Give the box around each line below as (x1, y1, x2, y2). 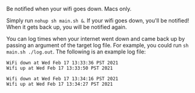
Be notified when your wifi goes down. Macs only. (6, 5, 132, 12)
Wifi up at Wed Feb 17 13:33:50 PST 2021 (6, 65, 113, 71)
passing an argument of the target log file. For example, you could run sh (6, 42, 189, 49)
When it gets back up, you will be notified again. (6, 24, 127, 30)
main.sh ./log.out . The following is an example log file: (6, 48, 146, 55)
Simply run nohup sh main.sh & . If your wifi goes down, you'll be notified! (6, 17, 190, 24)
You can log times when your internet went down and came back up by (6, 35, 185, 42)
